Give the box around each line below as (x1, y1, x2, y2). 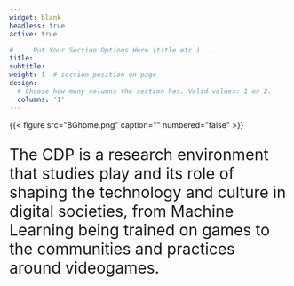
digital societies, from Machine (9, 201, 234, 221)
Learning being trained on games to (9, 219, 271, 240)
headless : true (9, 21, 66, 30)
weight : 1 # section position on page (9, 70, 157, 80)
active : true (9, 29, 58, 38)
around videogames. (9, 258, 160, 278)
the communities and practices (9, 239, 235, 258)
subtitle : (9, 62, 46, 71)
